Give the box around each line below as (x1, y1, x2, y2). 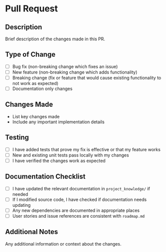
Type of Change (5, 50, 55, 59)
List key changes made (12, 113, 60, 119)
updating (12, 202, 31, 208)
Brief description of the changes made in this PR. (5, 36, 106, 42)
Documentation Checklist (5, 172, 86, 181)
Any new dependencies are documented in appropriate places (12, 207, 140, 213)
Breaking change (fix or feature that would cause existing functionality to (12, 75, 162, 81)
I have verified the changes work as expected (12, 158, 106, 164)
